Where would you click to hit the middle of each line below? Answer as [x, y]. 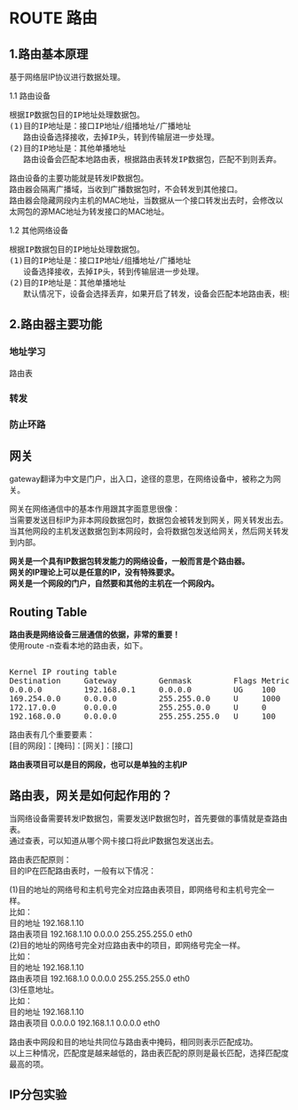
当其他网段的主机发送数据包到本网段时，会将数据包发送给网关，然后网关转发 [149, 531]
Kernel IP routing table [63, 672]
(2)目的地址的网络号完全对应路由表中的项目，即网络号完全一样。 [127, 945]
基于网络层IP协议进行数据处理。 [67, 77]
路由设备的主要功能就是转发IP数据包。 [79, 178]
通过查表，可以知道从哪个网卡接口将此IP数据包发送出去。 [114, 841]
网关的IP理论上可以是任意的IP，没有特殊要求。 [94, 572]
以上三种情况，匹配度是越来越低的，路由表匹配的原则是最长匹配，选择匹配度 [149, 1053]
